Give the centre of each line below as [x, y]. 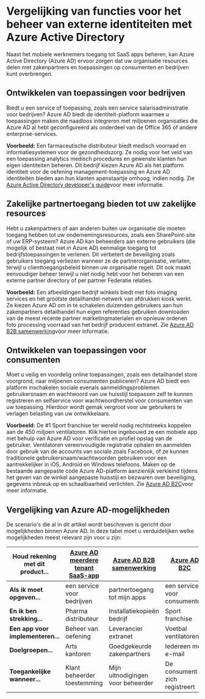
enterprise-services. [32, 133]
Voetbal [176, 629]
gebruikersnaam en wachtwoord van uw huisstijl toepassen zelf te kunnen [100, 394]
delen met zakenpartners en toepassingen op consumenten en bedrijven [98, 67]
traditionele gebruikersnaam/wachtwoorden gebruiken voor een [87, 458]
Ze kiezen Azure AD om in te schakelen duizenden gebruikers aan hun [95, 305]
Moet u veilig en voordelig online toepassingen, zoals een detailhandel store [102, 375]
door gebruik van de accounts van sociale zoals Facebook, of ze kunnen [98, 452]
